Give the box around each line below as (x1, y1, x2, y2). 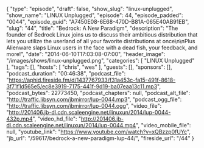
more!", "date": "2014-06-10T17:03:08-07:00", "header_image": (6, 51, 166, 57)
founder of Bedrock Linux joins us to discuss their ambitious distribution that (6, 31, 198, 38)
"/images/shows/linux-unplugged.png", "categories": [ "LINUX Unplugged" (6, 57, 195, 64)
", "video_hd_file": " (32, 115, 81, 122)
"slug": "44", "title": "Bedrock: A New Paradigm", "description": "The (6, 24, 178, 32)
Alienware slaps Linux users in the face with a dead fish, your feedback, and (6, 44, 198, 51)
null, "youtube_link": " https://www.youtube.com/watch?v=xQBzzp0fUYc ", (6, 128, 191, 135)
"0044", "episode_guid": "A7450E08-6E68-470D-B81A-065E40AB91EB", (6, 18, 189, 25)
